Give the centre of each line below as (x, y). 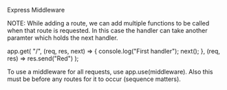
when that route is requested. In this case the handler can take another (107, 31)
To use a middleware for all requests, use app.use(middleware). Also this (110, 72)
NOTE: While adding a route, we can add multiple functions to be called (108, 23)
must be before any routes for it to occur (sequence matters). (94, 79)
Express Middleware (36, 10)
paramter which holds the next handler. (63, 38)
